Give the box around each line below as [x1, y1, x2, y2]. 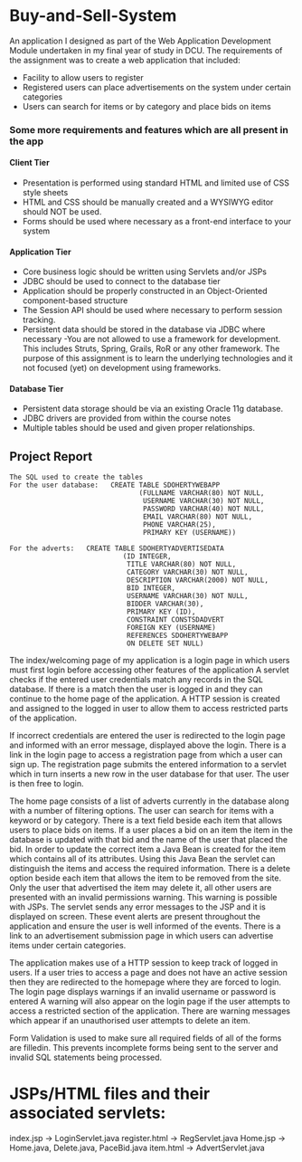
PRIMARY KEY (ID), [126, 607, 196, 616]
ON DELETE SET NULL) [126, 639, 204, 648]
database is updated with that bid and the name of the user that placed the [9, 834, 288, 845]
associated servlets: [9, 1103, 166, 1123]
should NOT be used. [22, 206, 102, 217]
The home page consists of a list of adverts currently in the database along [9, 795, 289, 806]
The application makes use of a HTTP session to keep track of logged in [9, 957, 278, 968]
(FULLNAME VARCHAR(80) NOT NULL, [138, 489, 265, 498]
